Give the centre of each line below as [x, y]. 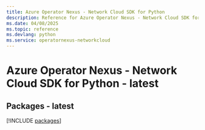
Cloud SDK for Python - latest [82, 84]
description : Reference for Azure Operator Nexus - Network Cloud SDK [98, 18]
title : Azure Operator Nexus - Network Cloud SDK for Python [86, 12]
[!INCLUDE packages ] [34, 121]
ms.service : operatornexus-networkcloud [59, 40]
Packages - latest [40, 106]
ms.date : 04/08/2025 [33, 23]
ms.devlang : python [31, 35]
